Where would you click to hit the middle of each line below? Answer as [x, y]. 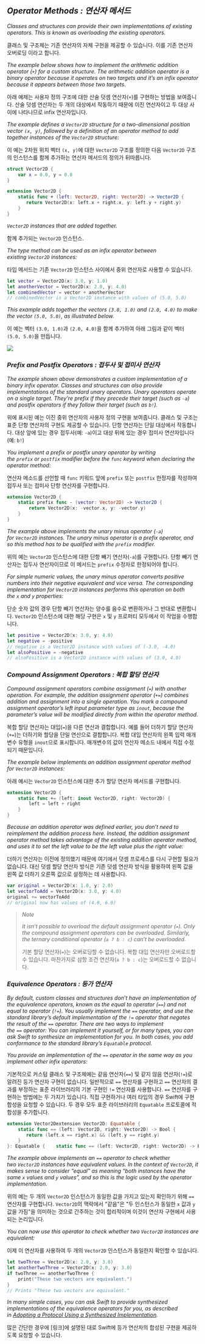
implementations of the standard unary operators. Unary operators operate [102, 391]
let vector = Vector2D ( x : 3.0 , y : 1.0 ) [57, 281]
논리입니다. [31, 1219]
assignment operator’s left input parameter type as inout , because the [96, 708]
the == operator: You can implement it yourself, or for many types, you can [100, 1030]
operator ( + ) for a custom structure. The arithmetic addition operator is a [98, 71]
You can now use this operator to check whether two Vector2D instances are [103, 1232]
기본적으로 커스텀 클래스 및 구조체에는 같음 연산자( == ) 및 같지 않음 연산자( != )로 [100, 1074]
